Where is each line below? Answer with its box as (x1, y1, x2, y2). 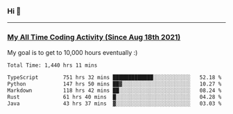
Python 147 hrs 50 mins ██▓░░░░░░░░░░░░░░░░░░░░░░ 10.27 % (7, 81, 222, 88)
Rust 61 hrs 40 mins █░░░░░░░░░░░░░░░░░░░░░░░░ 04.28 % (7, 94, 222, 101)
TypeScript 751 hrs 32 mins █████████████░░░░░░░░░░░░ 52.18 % (7, 74, 222, 81)
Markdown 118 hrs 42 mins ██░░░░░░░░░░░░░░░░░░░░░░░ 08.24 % (7, 87, 222, 95)
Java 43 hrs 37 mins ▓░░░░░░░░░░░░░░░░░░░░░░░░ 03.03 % (7, 100, 222, 107)
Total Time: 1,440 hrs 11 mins (7, 62, 98, 69)
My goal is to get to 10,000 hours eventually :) (7, 48, 138, 56)
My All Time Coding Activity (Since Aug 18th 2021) (7, 33, 181, 42)
